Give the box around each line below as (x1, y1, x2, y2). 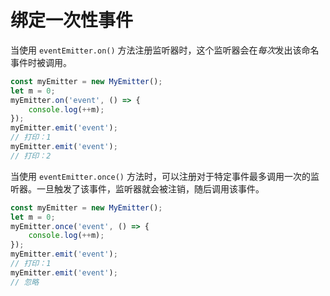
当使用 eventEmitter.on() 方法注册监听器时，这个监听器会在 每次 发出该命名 (10, 44, 320, 56)
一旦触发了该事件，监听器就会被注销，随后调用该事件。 (36, 182, 265, 195)
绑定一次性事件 (10, 9, 134, 32)
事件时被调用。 (10, 56, 72, 68)
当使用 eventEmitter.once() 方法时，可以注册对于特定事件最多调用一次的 (10, 170, 311, 182)
